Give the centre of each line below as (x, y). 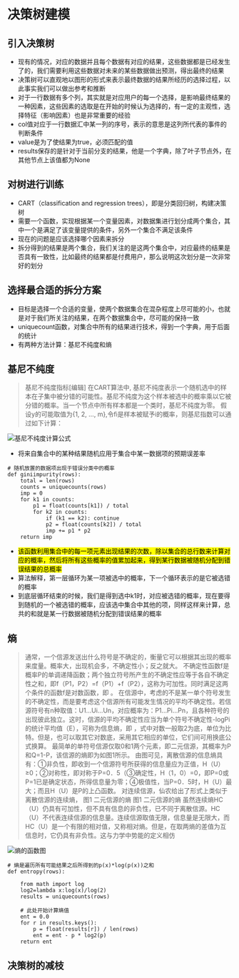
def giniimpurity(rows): (44, 475)
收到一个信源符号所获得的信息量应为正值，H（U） (151, 764)
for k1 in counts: (47, 500)
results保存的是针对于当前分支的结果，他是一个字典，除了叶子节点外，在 (124, 151)
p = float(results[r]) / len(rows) (86, 929)
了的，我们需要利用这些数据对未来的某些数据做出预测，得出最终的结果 (121, 71)
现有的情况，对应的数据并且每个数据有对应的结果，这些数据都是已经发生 (124, 62)
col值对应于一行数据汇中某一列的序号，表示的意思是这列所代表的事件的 (122, 124)
